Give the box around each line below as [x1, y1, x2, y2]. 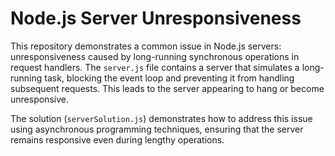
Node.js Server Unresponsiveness [10, 7, 302, 30]
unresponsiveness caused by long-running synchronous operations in [10, 50, 300, 62]
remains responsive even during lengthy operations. [10, 133, 225, 146]
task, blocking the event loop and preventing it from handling [44, 72, 295, 84]
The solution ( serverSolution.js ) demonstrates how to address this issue [10, 112, 313, 124]
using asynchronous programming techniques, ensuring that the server [10, 123, 304, 135]
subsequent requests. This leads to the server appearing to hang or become [10, 82, 325, 94]
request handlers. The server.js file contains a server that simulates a [10, 61, 300, 73]
